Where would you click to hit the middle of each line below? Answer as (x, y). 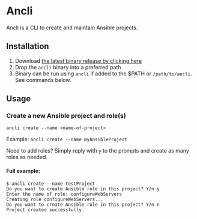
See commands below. (43, 80)
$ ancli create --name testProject (51, 184)
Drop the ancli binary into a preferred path (68, 67)
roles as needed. (27, 157)
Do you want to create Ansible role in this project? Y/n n (83, 205)
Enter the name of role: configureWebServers (64, 194)
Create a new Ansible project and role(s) (66, 116)
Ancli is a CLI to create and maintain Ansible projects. (72, 28)
